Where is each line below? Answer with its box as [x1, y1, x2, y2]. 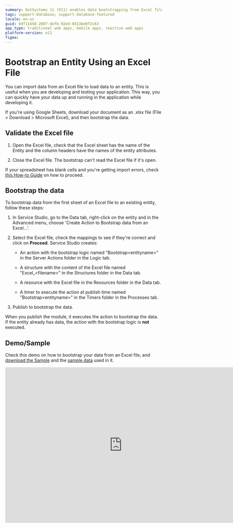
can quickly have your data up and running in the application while [5, 94, 141, 100]
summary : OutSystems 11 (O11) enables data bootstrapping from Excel [5, 7, 153, 12]
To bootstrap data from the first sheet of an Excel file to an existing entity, [5, 200, 156, 206]
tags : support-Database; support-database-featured [5, 12, 115, 17]
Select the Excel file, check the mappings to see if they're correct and [12, 235, 156, 241]
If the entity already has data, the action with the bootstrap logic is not [5, 319, 149, 325]
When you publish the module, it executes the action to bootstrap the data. [5, 314, 158, 320]
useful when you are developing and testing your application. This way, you [5, 89, 160, 95]
